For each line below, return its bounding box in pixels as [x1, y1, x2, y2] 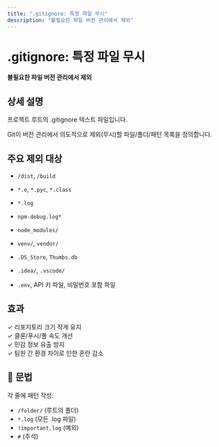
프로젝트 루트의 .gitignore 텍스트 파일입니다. [7, 116, 128, 124]
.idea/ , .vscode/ [17, 266, 66, 275]
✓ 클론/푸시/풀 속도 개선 [7, 331, 73, 340]
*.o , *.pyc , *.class [17, 185, 72, 194]
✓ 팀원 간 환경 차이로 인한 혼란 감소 [7, 349, 104, 357]
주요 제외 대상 [7, 153, 63, 165]
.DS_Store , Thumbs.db [17, 252, 78, 262]
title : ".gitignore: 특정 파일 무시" [7, 10, 108, 17]
